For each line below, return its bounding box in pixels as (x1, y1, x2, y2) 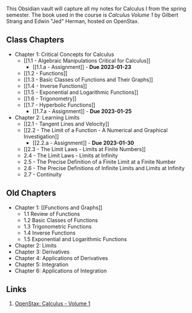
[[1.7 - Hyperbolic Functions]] (23, 101, 96, 108)
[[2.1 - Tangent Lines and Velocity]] (23, 120, 110, 127)
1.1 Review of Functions (23, 210, 80, 217)
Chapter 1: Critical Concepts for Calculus (14, 51, 114, 58)
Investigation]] (23, 133, 59, 140)
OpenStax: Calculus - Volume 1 (14, 300, 91, 307)
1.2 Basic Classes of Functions (23, 217, 98, 224)
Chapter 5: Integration (14, 261, 69, 268)
